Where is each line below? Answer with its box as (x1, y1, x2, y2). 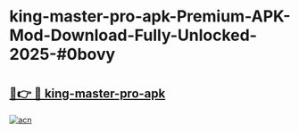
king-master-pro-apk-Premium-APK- (9, 6, 291, 27)
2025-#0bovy (9, 45, 116, 64)
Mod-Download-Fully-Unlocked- (9, 25, 257, 46)
